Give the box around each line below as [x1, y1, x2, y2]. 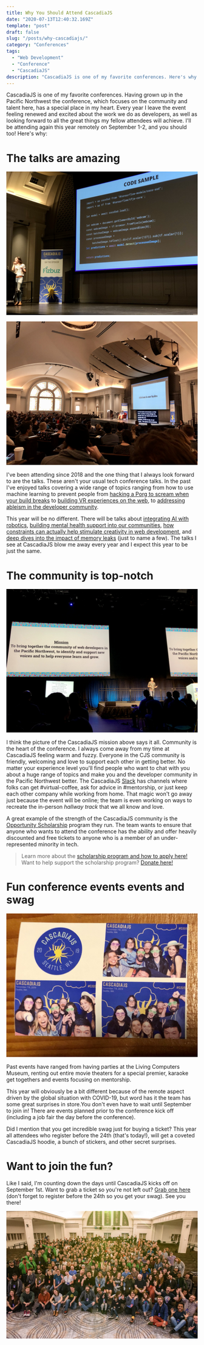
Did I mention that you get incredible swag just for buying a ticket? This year [6, 1125, 197, 1132]
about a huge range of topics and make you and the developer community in [6, 771, 198, 778]
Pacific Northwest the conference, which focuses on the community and [6, 98, 188, 105]
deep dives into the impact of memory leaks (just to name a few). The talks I [6, 534, 197, 542]
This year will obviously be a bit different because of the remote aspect [6, 1088, 185, 1095]
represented [6, 841, 37, 848]
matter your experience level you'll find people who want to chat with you [6, 764, 190, 772]
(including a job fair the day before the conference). [6, 1114, 135, 1121]
